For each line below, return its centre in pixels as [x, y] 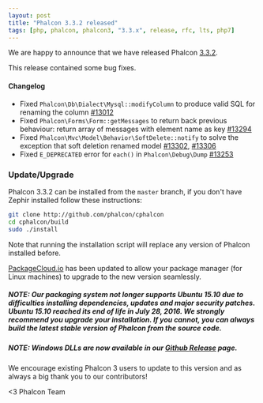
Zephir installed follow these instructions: [75, 200]
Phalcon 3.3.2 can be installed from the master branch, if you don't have [125, 191]
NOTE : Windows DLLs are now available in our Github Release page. [123, 348]
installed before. [35, 253]
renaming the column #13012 [67, 112]
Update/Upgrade [41, 175]
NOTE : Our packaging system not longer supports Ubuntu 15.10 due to [126, 295]
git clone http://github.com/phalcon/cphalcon [86, 214]
